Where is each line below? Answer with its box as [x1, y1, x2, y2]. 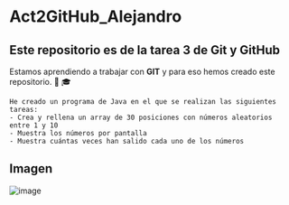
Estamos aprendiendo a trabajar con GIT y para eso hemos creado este [9, 66, 275, 77]
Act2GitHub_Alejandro [9, 6, 182, 27]
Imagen [9, 161, 53, 177]
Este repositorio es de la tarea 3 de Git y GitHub [9, 42, 281, 58]
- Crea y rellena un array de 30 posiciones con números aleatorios [9, 113, 273, 122]
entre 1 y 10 [9, 121, 59, 130]
